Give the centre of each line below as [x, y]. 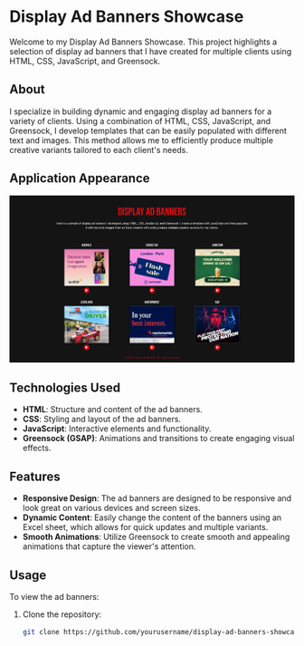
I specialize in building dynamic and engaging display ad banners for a [141, 111]
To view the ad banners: [54, 597]
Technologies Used [65, 388]
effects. [37, 448]
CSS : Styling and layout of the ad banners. [102, 419]
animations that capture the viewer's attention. [109, 546]
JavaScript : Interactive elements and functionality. [117, 429]
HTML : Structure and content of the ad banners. [113, 410]
